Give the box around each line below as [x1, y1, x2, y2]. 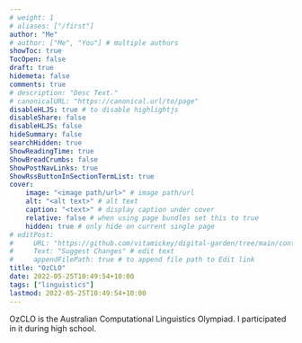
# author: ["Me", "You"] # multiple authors [9, 38, 179, 48]
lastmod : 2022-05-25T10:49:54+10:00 [9, 288, 147, 297]
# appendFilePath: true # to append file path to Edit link [9, 255, 255, 265]
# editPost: [9, 230, 54, 239]
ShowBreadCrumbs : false [9, 154, 99, 164]
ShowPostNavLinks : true [9, 163, 99, 172]
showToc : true [9, 47, 63, 56]
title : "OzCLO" [9, 264, 67, 273]
